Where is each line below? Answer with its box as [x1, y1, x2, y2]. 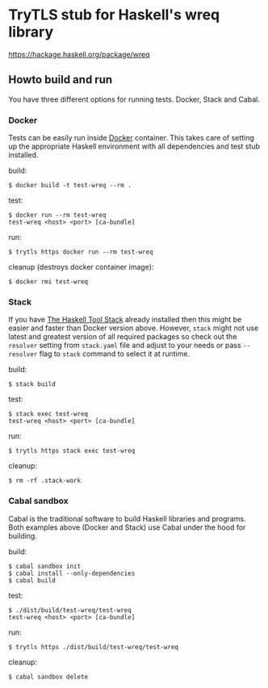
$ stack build [8, 380, 57, 388]
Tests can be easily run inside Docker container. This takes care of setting [8, 133, 254, 143]
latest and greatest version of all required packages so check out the [8, 332, 237, 342]
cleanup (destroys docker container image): [8, 262, 154, 272]
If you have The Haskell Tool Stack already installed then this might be [8, 315, 242, 325]
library [8, 23, 54, 41]
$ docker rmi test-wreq [8, 278, 89, 286]
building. [8, 531, 38, 540]
